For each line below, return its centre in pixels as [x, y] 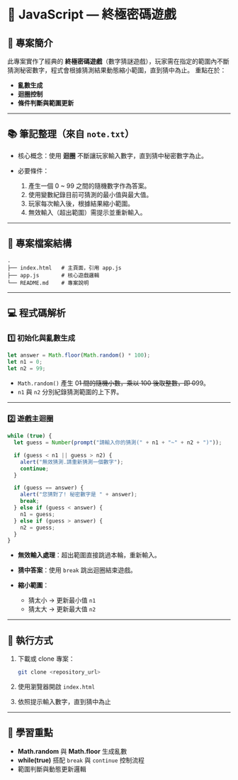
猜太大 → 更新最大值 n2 [62, 609]
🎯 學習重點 [30, 733]
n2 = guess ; [38, 528]
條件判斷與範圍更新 [46, 103]
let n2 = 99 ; [27, 369]
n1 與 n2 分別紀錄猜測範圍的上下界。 [70, 391]
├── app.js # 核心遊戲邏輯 [53, 275]
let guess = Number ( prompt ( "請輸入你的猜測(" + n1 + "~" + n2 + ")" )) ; [118, 443]
